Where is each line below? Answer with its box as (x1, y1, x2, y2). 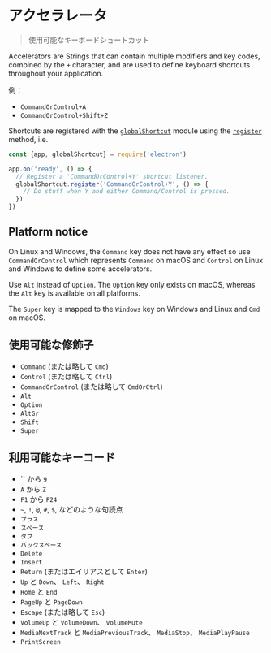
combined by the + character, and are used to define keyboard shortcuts (8, 59, 251, 69)
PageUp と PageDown (19, 597, 83, 607)
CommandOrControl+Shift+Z (19, 111, 108, 119)
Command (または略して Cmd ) (19, 361, 110, 371)
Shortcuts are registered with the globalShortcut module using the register (8, 126, 262, 136)
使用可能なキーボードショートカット (28, 35, 150, 45)
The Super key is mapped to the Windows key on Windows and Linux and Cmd (8, 304, 260, 314)
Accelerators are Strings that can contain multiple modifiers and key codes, (8, 51, 261, 61)
